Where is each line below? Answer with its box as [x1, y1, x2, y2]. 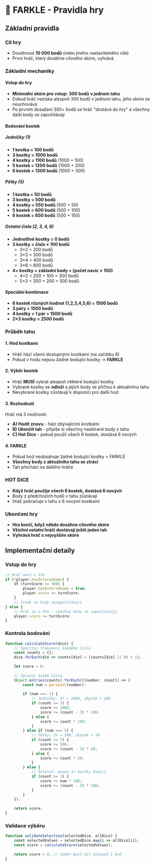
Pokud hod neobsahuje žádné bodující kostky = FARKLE [12, 453, 126, 460]
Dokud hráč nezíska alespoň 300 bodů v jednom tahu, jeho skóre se [12, 96, 151, 102]
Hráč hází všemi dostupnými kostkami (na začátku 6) [12, 351, 120, 357]
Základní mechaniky [5, 68, 55, 74]
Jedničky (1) [5, 134, 31, 140]
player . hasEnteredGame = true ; [23, 586, 87, 591]
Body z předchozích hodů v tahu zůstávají [12, 493, 98, 499]
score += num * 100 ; [40, 778, 82, 783]
